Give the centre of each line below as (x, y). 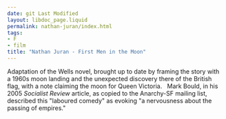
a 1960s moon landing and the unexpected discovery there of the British (110, 78)
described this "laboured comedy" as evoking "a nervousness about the (110, 100)
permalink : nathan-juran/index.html (60, 26)
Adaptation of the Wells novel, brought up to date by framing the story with (113, 71)
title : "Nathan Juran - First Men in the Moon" (77, 52)
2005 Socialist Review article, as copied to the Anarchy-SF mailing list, (107, 93)
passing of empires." (37, 108)
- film (17, 45)
